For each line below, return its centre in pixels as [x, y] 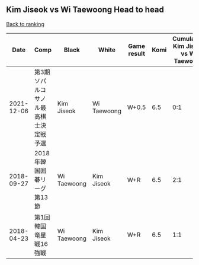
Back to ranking [25, 24]
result [137, 53]
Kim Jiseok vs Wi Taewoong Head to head [85, 10]
